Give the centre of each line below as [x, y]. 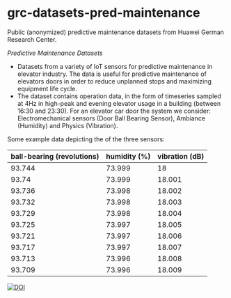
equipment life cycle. [47, 88]
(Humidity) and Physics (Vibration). [67, 125]
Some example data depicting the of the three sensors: [86, 139]
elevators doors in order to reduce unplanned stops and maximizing [114, 81]
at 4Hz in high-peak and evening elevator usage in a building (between [119, 103]
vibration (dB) [181, 156]
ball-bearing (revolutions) [55, 156]
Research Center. [32, 39]
